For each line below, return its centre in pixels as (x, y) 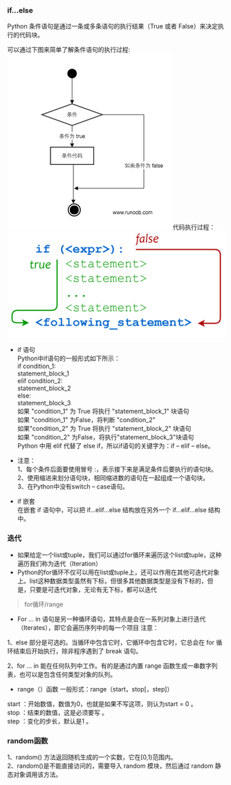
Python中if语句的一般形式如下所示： (68, 358)
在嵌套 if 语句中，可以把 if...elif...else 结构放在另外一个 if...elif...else (112, 510)
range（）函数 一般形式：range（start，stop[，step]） (95, 689)
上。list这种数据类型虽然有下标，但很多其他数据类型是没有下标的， (112, 581)
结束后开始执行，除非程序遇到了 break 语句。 (77, 651)
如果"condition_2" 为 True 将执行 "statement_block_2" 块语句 (104, 429)
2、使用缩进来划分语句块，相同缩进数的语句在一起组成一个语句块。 (113, 478)
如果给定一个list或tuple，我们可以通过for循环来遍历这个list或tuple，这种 (119, 555)
